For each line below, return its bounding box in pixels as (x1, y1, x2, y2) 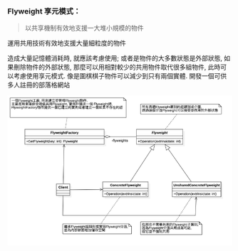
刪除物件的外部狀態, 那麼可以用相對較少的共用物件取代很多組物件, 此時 (13, 63, 221, 72)
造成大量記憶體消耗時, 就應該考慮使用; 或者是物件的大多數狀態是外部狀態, (7, 54, 223, 63)
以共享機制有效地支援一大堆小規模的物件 (24, 23, 144, 33)
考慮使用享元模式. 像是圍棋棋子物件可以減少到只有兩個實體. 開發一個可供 (13, 72, 227, 80)
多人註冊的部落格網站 (7, 80, 70, 90)
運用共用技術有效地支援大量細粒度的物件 (7, 39, 126, 48)
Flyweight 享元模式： (7, 6, 81, 16)
